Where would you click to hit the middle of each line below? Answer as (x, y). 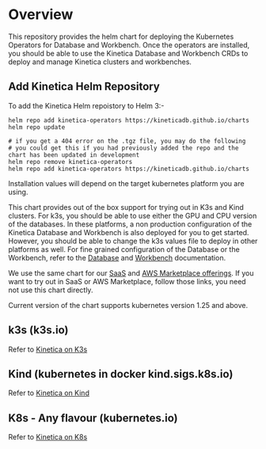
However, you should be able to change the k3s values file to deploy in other (133, 241)
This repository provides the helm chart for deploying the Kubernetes (121, 36)
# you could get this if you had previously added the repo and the (123, 148)
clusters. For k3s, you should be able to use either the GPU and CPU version (133, 215)
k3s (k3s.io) (38, 330)
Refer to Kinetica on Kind (49, 393)
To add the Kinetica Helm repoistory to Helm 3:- (86, 105)
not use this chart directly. (51, 290)
